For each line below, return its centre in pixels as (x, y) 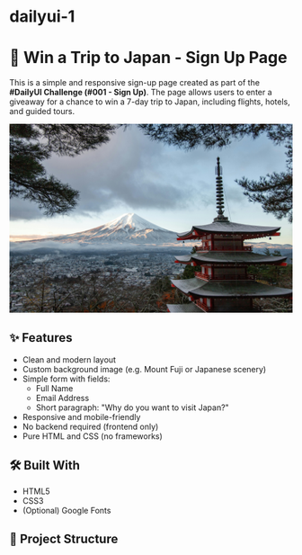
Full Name (54, 388)
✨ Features (41, 338)
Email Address (62, 398)
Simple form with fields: (66, 379)
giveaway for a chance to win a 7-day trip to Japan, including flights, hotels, (150, 102)
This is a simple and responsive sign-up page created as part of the (135, 83)
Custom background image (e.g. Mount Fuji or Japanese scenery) (144, 369)
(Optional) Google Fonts (67, 511)
